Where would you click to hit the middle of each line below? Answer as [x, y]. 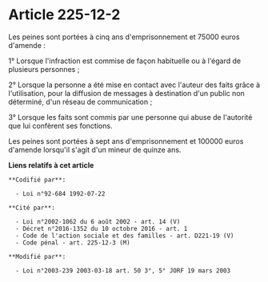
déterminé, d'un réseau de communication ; [80, 101]
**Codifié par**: [37, 180]
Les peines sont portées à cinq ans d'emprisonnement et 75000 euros [124, 37]
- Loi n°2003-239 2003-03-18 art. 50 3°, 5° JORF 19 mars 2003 [123, 270]
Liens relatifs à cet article [51, 165]
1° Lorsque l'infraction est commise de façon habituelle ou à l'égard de [125, 61]
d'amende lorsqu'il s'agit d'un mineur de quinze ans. [95, 149]
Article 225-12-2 [64, 15]
